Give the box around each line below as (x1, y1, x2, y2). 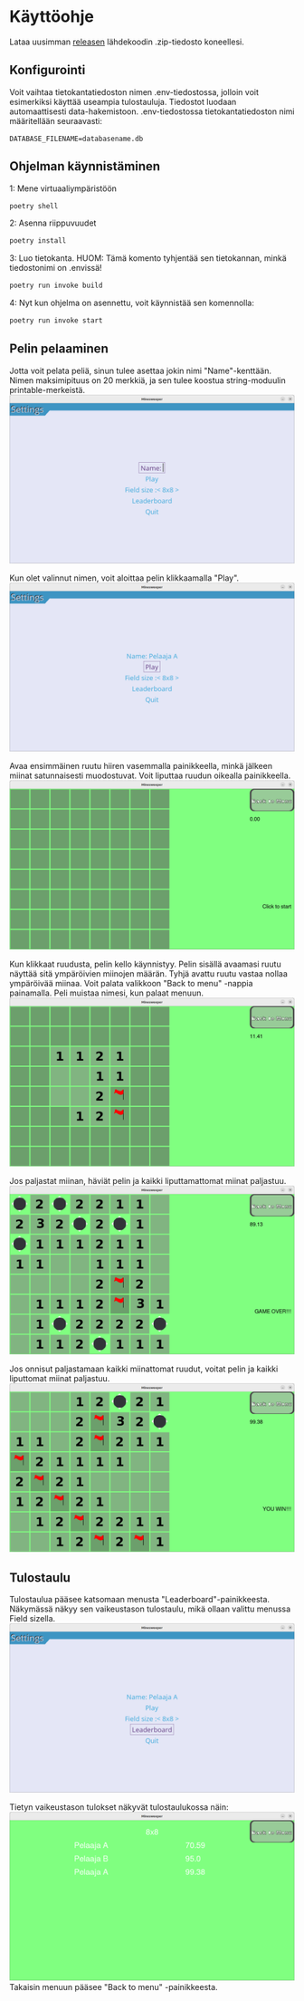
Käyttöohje (9, 6, 95, 27)
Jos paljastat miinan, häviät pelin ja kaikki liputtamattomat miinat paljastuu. (9, 1175, 287, 1186)
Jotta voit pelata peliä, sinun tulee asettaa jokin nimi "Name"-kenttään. (9, 365, 271, 376)
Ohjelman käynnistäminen (9, 159, 161, 174)
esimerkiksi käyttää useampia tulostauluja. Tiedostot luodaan (9, 96, 237, 107)
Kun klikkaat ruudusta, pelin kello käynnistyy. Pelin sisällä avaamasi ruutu (9, 958, 282, 969)
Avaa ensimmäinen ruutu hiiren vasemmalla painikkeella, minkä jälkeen (9, 761, 273, 772)
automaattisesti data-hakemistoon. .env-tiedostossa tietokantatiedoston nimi (9, 106, 296, 117)
